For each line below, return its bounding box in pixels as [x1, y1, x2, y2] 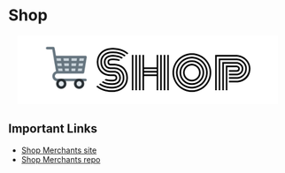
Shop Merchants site [20, 145, 97, 155]
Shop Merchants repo [20, 154, 101, 164]
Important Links [8, 121, 98, 137]
